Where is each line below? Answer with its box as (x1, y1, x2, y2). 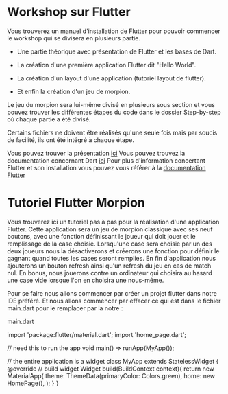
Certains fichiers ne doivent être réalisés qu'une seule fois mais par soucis (7, 128, 218, 137)
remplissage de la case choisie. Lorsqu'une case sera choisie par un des (7, 240, 212, 248)
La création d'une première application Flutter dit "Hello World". (16, 60, 197, 69)
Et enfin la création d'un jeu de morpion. (16, 87, 131, 95)
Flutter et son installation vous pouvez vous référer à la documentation (7, 163, 207, 172)
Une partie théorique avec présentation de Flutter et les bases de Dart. (16, 47, 217, 56)
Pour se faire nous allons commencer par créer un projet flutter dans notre (7, 289, 217, 297)
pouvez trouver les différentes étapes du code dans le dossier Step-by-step (7, 108, 221, 116)
